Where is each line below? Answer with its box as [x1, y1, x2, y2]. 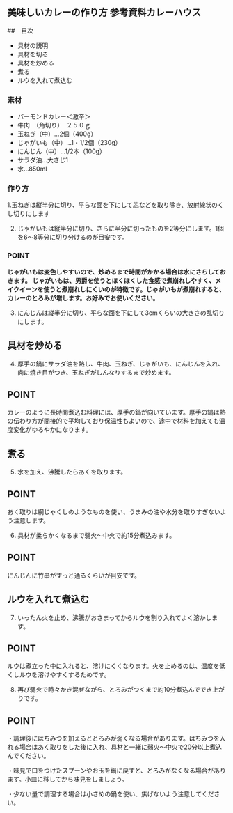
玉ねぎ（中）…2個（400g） [17, 130, 97, 138]
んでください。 [7, 752, 50, 760]
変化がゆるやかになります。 [13, 426, 93, 434]
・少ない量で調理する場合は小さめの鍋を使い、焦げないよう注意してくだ [7, 790, 214, 798]
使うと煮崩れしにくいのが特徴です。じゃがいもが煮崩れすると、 [43, 285, 225, 293]
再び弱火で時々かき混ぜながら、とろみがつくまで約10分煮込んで [17, 686, 200, 694]
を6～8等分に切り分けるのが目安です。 [17, 233, 129, 242]
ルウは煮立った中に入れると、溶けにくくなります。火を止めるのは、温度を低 [7, 662, 226, 670]
